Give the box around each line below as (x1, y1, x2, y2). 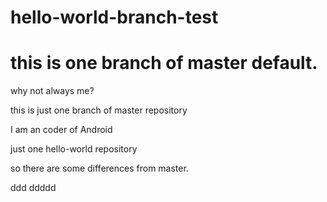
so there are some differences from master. (10, 162, 189, 175)
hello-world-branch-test (10, 6, 219, 29)
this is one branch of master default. (10, 52, 318, 75)
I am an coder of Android (10, 124, 113, 136)
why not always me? (10, 85, 95, 97)
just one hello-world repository (10, 143, 138, 155)
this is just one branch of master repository (10, 104, 188, 116)
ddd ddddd (10, 182, 57, 194)
